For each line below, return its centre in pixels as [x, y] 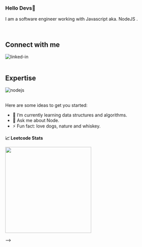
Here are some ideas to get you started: [47, 105]
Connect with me [33, 45]
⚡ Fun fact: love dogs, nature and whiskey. [56, 126]
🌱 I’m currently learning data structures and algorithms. [70, 115]
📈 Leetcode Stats [24, 138]
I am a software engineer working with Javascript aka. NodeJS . [72, 19]
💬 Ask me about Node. [36, 120]
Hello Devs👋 [20, 8]
